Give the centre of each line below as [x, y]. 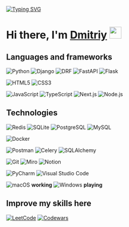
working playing [67, 185]
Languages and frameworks [59, 57]
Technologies [32, 113]
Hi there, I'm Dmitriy [57, 35]
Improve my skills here [49, 204]
